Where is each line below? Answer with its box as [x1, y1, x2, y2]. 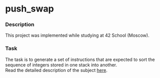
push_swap [5, 3, 54, 15]
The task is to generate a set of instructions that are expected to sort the [5, 56, 155, 62]
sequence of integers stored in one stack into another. [5, 61, 117, 68]
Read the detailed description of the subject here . [5, 67, 108, 73]
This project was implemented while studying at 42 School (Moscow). [5, 32, 149, 38]
